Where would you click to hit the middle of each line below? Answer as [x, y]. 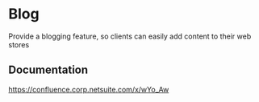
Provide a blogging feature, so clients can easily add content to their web [130, 36]
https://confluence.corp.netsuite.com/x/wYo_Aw [89, 89]
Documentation [48, 70]
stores [19, 44]
